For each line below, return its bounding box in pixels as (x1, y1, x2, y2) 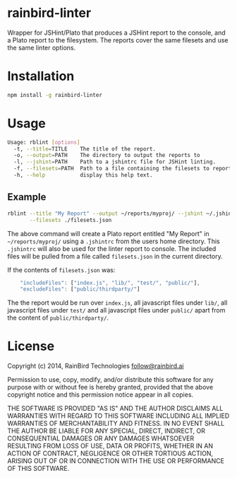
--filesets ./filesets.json (29, 216, 112, 223)
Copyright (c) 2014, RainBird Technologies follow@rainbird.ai (7, 362, 185, 371)
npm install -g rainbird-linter (7, 91, 102, 98)
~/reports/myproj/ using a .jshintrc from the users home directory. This (7, 237, 220, 245)
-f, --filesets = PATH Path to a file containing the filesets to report (13, 165, 232, 173)
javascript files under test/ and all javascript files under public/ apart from (7, 306, 226, 315)
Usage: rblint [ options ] (7, 139, 80, 146)
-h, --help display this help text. (13, 172, 153, 179)
